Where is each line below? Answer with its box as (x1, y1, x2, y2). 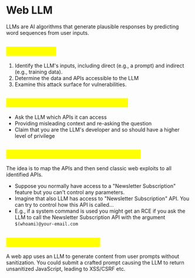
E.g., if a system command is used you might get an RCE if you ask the (14, 207, 186, 215)
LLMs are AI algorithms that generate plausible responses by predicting (6, 23, 179, 30)
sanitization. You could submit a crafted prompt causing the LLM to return (6, 259, 185, 266)
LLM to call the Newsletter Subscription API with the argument (14, 214, 166, 221)
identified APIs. (6, 171, 43, 178)
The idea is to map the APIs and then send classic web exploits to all (6, 165, 172, 172)
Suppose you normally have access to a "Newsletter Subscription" (14, 183, 176, 190)
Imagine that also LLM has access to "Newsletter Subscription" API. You (14, 195, 190, 202)
